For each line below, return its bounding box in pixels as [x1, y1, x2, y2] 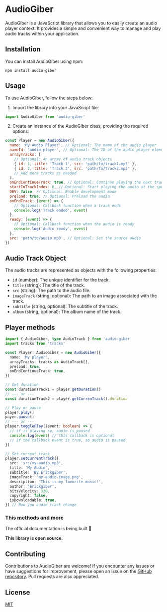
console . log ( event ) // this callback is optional [9, 433, 114, 438]
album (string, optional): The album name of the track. [12, 308, 122, 315]
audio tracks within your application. [5, 30, 80, 36]
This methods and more [5, 514, 64, 521]
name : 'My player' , [9, 354, 50, 360]
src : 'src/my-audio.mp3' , [9, 461, 64, 466]
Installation [5, 45, 41, 53]
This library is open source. [5, 535, 63, 541]
